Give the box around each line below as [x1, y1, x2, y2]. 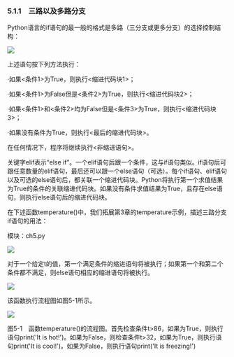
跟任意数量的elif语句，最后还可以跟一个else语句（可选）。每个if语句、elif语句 [7, 167, 227, 176]
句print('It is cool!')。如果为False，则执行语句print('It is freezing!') [7, 342, 196, 351]
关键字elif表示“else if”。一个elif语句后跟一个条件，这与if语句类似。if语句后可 [7, 158, 227, 167]
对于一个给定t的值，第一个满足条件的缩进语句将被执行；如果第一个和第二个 [7, 260, 224, 268]
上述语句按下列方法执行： [7, 60, 81, 69]
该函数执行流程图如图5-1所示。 [7, 296, 96, 305]
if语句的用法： [7, 217, 48, 225]
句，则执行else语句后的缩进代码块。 [7, 193, 112, 202]
